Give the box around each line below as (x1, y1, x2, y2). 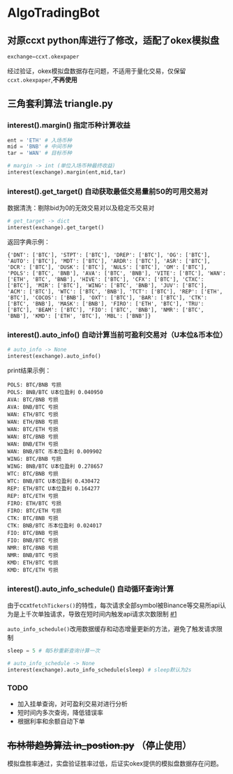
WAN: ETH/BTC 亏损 (7, 411, 59, 418)
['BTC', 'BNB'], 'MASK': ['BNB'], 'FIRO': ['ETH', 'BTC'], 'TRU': (7, 300, 204, 308)
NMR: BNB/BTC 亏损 (7, 552, 59, 559)
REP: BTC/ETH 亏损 (7, 493, 59, 500)
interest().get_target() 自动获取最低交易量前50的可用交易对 (7, 186, 209, 196)
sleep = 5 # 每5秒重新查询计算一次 (7, 647, 100, 655)
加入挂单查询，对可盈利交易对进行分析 (17, 699, 128, 708)
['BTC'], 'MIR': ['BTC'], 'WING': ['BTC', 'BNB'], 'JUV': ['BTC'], (7, 282, 208, 289)
